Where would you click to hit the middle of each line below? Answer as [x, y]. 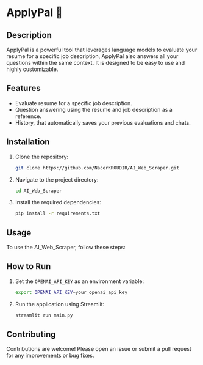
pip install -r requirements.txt [58, 213]
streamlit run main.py [44, 315]
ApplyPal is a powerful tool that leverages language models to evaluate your [102, 50]
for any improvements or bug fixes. [50, 356]
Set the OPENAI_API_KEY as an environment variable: [80, 281]
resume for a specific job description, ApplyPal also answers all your [92, 56]
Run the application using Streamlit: [60, 304]
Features [23, 88]
